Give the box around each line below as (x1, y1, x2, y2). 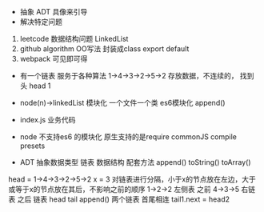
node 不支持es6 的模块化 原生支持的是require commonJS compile (19, 132, 238, 142)
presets (19, 141, 46, 150)
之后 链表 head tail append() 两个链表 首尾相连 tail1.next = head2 (17, 194, 230, 204)
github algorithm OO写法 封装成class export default (19, 44, 190, 54)
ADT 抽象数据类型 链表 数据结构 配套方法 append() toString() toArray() (19, 158, 251, 166)
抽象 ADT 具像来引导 (19, 7, 88, 16)
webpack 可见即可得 (19, 54, 88, 63)
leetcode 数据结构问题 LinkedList (19, 34, 129, 43)
